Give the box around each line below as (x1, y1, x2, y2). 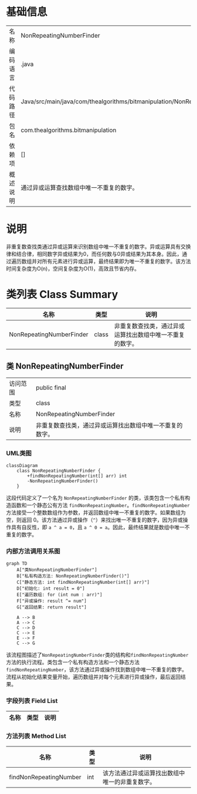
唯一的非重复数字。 (102, 778, 156, 786)
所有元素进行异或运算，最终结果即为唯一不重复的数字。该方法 (42, 258, 191, 265)
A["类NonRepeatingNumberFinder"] (16, 567, 98, 573)
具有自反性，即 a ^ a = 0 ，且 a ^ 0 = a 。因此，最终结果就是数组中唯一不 (11, 523, 190, 531)
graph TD (6, 561, 28, 567)
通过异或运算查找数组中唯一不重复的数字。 (21, 183, 139, 191)
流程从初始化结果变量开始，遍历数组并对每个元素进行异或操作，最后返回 (6, 673, 181, 681)
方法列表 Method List (6, 732, 66, 740)
